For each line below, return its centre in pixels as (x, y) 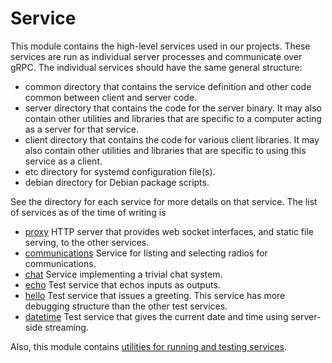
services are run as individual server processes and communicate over (156, 56)
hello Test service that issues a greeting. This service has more (155, 295)
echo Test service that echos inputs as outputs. (122, 284)
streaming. (66, 327)
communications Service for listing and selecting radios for (146, 253)
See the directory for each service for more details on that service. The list (164, 201)
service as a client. (63, 161)
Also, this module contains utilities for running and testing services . (148, 346)
